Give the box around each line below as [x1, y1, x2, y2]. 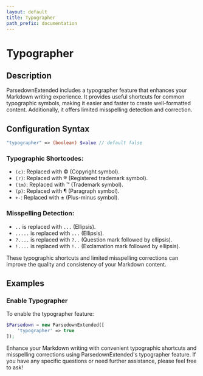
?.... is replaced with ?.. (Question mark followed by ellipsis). [15, 235, 173, 243]
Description [6, 71, 52, 81]
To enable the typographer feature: [6, 310, 94, 318]
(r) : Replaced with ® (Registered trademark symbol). [15, 175, 148, 182]
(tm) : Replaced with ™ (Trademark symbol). [15, 181, 123, 189]
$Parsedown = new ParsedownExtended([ [6, 322, 105, 329]
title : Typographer [6, 15, 56, 21]
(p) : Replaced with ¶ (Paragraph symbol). [15, 187, 120, 195]
